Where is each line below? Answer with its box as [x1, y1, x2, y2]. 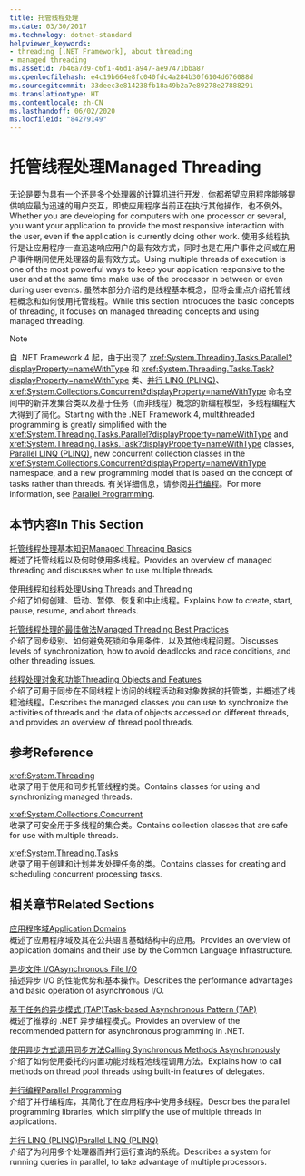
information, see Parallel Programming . [9, 489, 155, 500]
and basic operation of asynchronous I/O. [9, 985, 165, 996]
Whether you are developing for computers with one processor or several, [9, 210, 287, 221]
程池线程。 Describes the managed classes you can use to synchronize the [9, 696, 289, 707]
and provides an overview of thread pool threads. [9, 716, 194, 727]
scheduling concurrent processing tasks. [9, 868, 162, 879]
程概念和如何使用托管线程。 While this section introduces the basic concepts [9, 296, 295, 307]
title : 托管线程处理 [9, 13, 79, 23]
